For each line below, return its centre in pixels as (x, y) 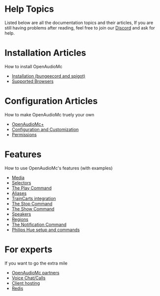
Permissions (24, 135)
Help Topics (29, 9)
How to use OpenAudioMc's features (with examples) (59, 168)
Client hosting (26, 283)
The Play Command (32, 188)
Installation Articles (45, 53)
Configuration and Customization (45, 129)
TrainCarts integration (34, 198)
